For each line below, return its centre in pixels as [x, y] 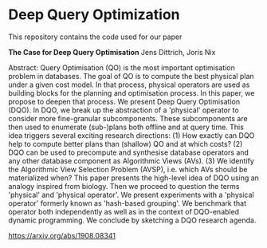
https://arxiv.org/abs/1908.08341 [62, 235]
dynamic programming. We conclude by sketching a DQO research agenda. [132, 220]
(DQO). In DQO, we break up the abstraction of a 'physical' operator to [124, 110]
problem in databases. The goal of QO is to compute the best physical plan [131, 76]
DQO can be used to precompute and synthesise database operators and [129, 152]
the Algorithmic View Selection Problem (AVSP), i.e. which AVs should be [128, 169]
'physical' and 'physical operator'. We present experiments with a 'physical [131, 195]
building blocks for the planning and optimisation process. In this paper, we [132, 93]
